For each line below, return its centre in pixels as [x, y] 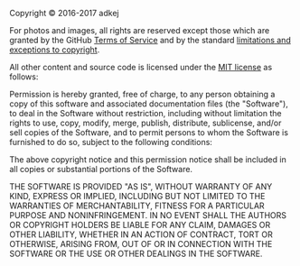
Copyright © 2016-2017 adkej [64, 13]
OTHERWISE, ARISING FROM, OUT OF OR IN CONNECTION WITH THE [141, 244]
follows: [24, 77]
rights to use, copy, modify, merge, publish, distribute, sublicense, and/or [145, 123]
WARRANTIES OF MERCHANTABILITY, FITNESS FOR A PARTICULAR [137, 206]
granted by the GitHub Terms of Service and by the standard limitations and [150, 40]
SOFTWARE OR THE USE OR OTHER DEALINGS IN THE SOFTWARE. [136, 253]
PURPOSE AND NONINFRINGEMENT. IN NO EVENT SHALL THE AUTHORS [148, 215]
